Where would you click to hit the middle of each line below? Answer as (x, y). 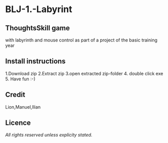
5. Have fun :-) (20, 79)
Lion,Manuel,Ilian (23, 107)
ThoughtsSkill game (37, 28)
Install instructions (35, 61)
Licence (18, 123)
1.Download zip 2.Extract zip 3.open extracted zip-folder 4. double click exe (84, 73)
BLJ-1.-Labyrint (39, 9)
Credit (15, 95)
